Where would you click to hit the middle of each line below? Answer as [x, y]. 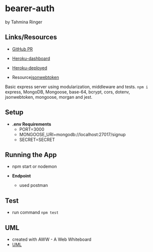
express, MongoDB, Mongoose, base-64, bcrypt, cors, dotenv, [68, 92]
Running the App [31, 154]
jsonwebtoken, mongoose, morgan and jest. [49, 97]
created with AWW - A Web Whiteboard [52, 239]
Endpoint [21, 176]
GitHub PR [22, 49]
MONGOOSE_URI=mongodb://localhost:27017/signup [72, 134]
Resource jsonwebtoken [36, 77]
